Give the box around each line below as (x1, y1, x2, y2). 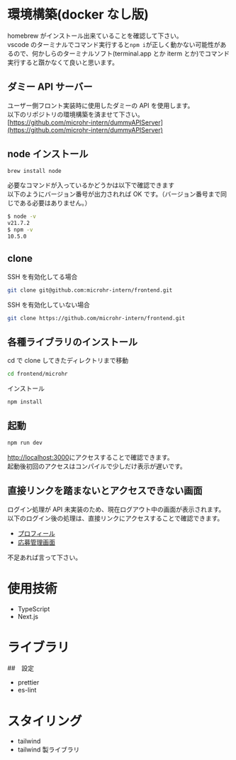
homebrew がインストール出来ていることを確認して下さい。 (7, 31, 183, 40)
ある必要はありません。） (19, 199, 91, 207)
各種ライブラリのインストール (7, 336, 138, 348)
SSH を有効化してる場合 (7, 272, 78, 281)
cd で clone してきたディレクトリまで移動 (7, 357, 129, 365)
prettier (17, 678, 40, 687)
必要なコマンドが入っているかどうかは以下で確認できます (7, 181, 175, 189)
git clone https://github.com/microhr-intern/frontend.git (7, 315, 186, 322)
